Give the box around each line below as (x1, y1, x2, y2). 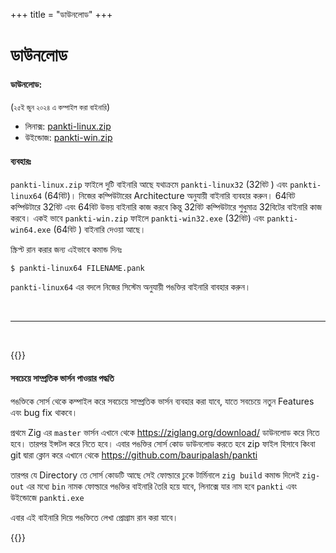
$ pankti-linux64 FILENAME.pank (10, 263, 145, 273)
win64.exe (10, 225, 52, 235)
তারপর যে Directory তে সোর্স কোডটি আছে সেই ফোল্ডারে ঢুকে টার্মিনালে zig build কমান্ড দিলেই (10, 469, 300, 481)
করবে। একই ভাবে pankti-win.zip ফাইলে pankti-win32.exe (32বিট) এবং (10, 212, 265, 224)
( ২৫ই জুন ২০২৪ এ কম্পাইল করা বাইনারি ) (10, 101, 110, 113)
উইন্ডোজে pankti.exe (10, 491, 85, 503)
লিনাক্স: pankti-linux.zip (24, 120, 112, 133)
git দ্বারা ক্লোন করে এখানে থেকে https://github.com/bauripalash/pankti (10, 449, 258, 461)
